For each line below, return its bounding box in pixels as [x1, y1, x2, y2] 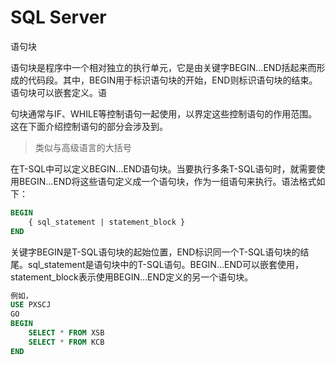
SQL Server [10, 6, 107, 29]
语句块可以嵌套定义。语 [10, 86, 107, 98]
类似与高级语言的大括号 [34, 141, 132, 153]
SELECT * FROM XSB [28, 328, 105, 338]
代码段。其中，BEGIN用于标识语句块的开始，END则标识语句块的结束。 [27, 74, 318, 86]
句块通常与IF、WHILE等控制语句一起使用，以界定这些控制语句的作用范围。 [10, 107, 318, 120]
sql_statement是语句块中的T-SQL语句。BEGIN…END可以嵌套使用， [27, 258, 305, 270]
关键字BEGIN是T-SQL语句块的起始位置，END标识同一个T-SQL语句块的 [10, 246, 301, 258]
